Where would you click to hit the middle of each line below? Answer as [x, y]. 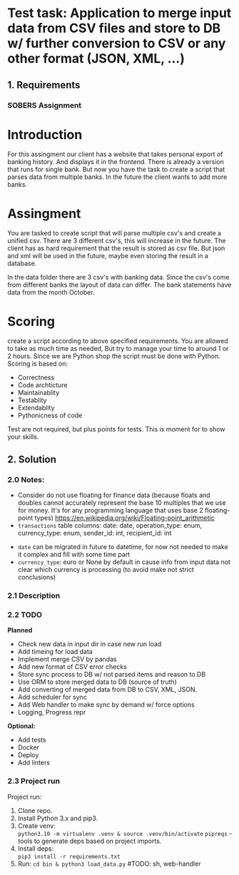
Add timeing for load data [55, 652]
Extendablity [36, 408]
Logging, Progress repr [52, 712]
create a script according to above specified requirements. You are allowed [118, 341]
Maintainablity [39, 393]
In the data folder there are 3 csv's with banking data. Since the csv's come [118, 277]
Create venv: [36, 826]
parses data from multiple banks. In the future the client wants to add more [117, 177]
